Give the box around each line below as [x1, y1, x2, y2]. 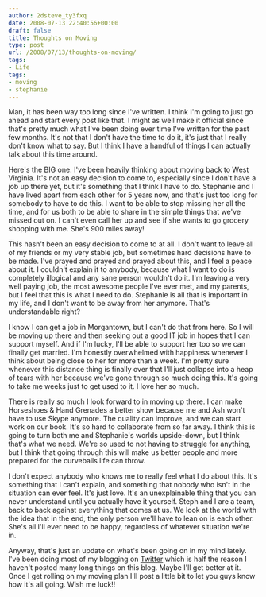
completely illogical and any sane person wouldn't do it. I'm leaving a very [8, 273, 250, 283]
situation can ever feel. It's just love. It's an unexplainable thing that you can [8, 488, 256, 498]
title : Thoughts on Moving [8, 33, 98, 42]
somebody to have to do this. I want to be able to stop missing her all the [8, 199, 246, 208]
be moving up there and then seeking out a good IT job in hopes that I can [8, 331, 250, 340]
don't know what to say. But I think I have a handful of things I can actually [8, 141, 252, 151]
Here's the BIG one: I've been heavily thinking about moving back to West [8, 165, 249, 175]
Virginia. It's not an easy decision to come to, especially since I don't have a [8, 173, 256, 183]
